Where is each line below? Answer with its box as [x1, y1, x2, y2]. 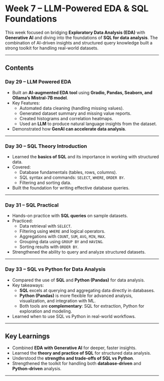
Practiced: [12, 218, 33, 224]
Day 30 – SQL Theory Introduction [5, 143, 87, 149]
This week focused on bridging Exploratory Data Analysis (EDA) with [5, 29, 145, 35]
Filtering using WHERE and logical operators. [19, 228, 106, 234]
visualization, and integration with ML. [19, 297, 96, 303]
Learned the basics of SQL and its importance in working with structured [12, 153, 159, 159]
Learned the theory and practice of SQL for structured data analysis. [12, 350, 151, 356]
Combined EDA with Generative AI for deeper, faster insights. [12, 345, 137, 351]
